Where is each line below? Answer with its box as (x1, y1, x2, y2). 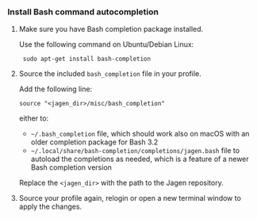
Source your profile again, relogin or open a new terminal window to (18, 194, 241, 203)
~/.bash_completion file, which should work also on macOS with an (30, 129, 250, 139)
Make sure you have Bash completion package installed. (18, 25, 204, 34)
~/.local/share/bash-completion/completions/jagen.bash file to (30, 146, 240, 156)
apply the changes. (18, 202, 82, 212)
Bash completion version (30, 163, 113, 172)
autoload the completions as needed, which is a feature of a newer (30, 154, 249, 164)
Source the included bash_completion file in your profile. (18, 69, 201, 79)
